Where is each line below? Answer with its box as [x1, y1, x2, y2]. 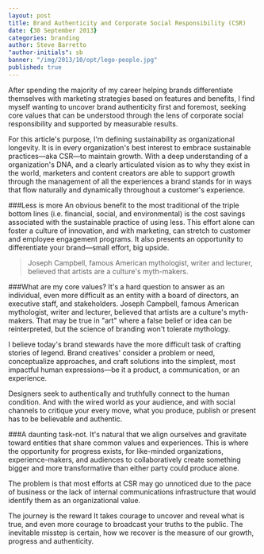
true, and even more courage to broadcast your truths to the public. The [8, 519, 243, 529]
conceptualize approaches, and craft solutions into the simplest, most [8, 356, 236, 366]
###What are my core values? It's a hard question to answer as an [8, 281, 225, 291]
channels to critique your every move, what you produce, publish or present [8, 405, 256, 415]
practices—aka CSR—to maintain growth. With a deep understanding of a [8, 151, 248, 161]
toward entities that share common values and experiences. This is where [8, 438, 250, 447]
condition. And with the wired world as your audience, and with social [8, 397, 235, 406]
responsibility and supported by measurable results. [8, 118, 178, 128]
